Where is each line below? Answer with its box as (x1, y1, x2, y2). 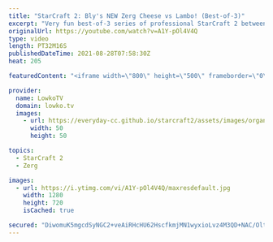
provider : (8, 86, 42, 94)
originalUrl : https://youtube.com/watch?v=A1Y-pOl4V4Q (8, 27, 198, 35)
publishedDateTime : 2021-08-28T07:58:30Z (8, 50, 151, 58)
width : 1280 (23, 192, 63, 200)
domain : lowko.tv (15, 102, 75, 110)
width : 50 (29, 124, 63, 132)
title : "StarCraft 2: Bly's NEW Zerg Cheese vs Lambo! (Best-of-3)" (8, 11, 245, 20)
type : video (8, 34, 49, 43)
